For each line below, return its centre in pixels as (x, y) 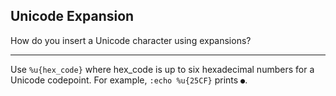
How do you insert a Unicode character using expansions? (131, 40)
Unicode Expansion (72, 16)
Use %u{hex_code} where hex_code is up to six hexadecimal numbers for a (162, 69)
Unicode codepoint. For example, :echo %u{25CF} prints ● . (129, 80)
